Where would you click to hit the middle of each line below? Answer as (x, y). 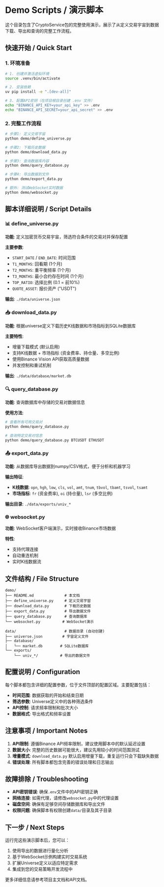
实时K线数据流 (27, 562)
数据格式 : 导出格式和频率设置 (41, 713)
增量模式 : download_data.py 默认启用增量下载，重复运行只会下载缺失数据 (85, 756)
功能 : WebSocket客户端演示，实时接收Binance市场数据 (61, 529)
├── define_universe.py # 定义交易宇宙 (48, 601)
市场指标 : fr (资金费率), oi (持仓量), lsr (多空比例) (62, 493)
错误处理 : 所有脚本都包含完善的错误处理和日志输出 (63, 762)
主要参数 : (14, 248)
